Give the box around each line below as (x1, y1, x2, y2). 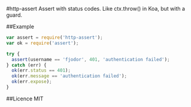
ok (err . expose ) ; (11, 79, 52, 85)
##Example (6, 23, 35, 30)
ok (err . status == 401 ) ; (11, 68, 71, 74)
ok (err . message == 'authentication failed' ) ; (11, 73, 128, 80)
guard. (6, 11, 23, 19)
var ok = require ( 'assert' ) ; (6, 40, 79, 46)
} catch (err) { (6, 62, 47, 68)
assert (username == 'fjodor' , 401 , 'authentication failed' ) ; (11, 56, 170, 62)
